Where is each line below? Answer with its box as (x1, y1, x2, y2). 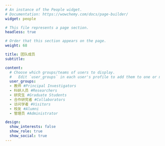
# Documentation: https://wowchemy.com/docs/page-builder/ (5, 12, 129, 17)
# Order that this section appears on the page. (5, 39, 107, 44)
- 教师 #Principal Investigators (9, 84, 77, 89)
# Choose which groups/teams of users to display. (9, 70, 115, 75)
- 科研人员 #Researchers (9, 88, 57, 93)
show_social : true (9, 133, 48, 138)
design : (5, 120, 21, 125)
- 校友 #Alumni (9, 106, 39, 111)
